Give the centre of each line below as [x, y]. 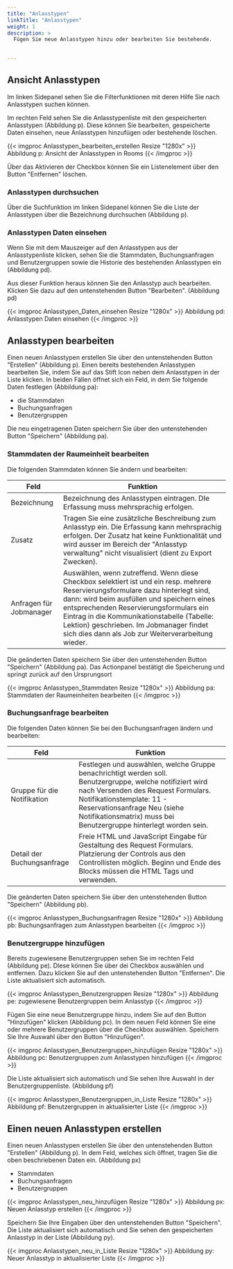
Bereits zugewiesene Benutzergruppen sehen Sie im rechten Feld [101, 959]
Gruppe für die [35, 790]
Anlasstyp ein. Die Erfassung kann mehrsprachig [143, 526]
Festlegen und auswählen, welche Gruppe [147, 764]
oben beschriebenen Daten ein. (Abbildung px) [74, 1160]
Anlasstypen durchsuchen [53, 192]
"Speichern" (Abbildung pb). [48, 904]
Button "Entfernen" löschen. [48, 174]
